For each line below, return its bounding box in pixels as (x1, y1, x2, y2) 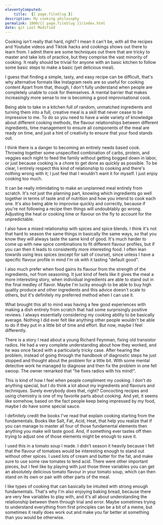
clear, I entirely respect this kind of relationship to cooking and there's (5, 165, 145, 171)
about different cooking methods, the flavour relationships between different (5, 120, 158, 126)
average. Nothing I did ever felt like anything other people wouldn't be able (5, 317, 155, 323)
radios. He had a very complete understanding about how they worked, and (5, 342, 157, 348)
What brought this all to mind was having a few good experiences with (5, 302, 146, 308)
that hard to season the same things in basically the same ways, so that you (5, 231, 157, 237)
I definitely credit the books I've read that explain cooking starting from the (5, 413, 155, 419)
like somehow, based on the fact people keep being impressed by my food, (5, 398, 156, 404)
